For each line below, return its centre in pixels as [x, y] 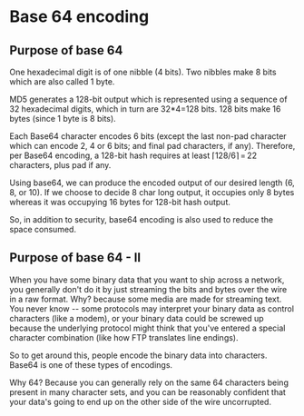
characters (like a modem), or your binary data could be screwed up [137, 318]
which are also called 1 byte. [62, 82]
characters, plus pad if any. [60, 165]
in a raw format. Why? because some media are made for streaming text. [146, 299]
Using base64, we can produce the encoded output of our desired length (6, [152, 183]
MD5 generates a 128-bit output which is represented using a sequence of [148, 99]
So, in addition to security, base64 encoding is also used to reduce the [142, 219]
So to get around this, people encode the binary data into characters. [138, 355]
